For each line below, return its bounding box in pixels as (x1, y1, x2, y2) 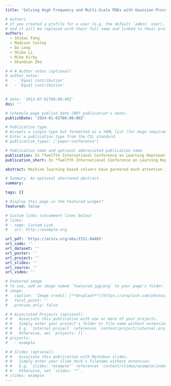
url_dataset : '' (5, 246, 40, 251)
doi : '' (5, 101, 22, 107)
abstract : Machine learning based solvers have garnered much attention (5, 167, 163, 172)
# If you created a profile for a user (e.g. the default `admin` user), (5, 21, 165, 27)
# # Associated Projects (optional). (5, 312, 85, 317)
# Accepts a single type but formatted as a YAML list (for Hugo (5, 130, 147, 135)
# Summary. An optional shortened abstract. (5, 176, 101, 181)
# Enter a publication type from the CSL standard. (5, 134, 117, 139)
